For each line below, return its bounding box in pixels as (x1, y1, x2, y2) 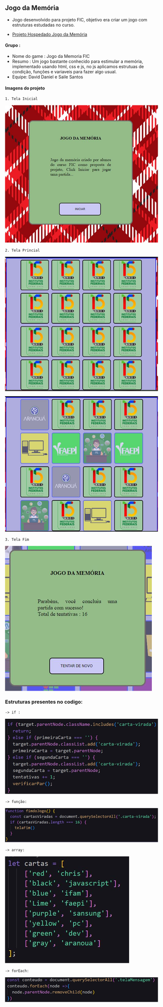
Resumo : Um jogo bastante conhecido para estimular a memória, (12, 58, 143, 65)
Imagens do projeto (5, 85, 45, 91)
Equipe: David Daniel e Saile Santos (12, 74, 83, 80)
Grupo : (5, 42, 21, 48)
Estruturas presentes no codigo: (5, 698, 83, 705)
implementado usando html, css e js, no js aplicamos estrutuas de (12, 64, 144, 69)
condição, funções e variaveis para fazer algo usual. (12, 69, 117, 75)
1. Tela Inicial (5, 97, 38, 102)
